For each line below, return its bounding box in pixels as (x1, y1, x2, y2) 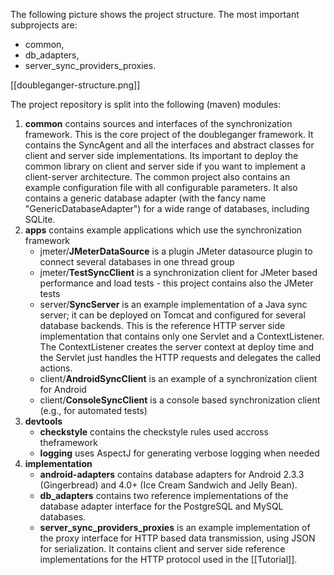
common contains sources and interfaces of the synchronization (24, 118, 293, 129)
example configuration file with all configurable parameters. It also (24, 182, 298, 193)
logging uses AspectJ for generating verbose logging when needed (39, 447, 320, 459)
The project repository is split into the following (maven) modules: (10, 99, 282, 110)
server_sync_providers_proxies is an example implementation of (39, 522, 311, 533)
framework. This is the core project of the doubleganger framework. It (24, 129, 314, 140)
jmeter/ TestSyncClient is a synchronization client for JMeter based (39, 267, 318, 278)
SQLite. (24, 214, 56, 225)
